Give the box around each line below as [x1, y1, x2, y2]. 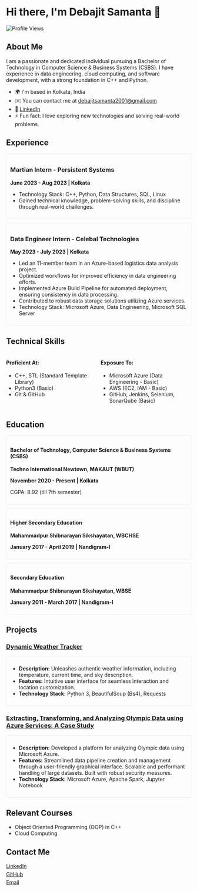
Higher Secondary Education [10, 519, 82, 526]
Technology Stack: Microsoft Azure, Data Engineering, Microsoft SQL [18, 304, 186, 311]
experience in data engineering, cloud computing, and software [6, 70, 160, 77]
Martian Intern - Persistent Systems [10, 166, 115, 174]
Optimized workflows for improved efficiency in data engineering [18, 272, 176, 280]
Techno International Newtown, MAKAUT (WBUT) [10, 466, 135, 473]
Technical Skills [6, 336, 65, 346]
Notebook [18, 781, 43, 789]
